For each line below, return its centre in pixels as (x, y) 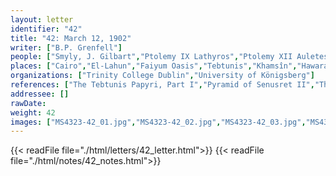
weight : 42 (33, 112)
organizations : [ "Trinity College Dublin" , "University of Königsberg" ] (162, 76)
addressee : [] (40, 94)
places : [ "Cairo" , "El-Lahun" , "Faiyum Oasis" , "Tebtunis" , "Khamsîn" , (154, 66)
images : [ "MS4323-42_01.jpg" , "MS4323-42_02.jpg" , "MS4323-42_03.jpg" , (158, 122)
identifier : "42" (46, 29)
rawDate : (28, 103)
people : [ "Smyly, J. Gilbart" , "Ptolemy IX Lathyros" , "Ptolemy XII (151, 57)
